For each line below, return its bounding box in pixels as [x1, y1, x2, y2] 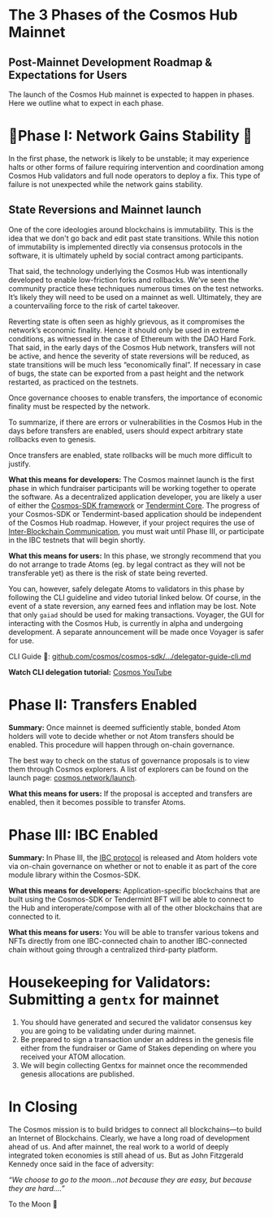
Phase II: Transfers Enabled [8, 695, 197, 714]
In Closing [8, 1097, 78, 1115]
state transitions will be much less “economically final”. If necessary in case [8, 359, 262, 369]
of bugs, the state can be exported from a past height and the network [8, 368, 245, 378]
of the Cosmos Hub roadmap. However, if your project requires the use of [8, 518, 255, 528]
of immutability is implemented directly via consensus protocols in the [8, 241, 243, 251]
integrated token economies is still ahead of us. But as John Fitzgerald [8, 1150, 244, 1160]
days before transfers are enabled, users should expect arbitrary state [8, 425, 244, 436]
